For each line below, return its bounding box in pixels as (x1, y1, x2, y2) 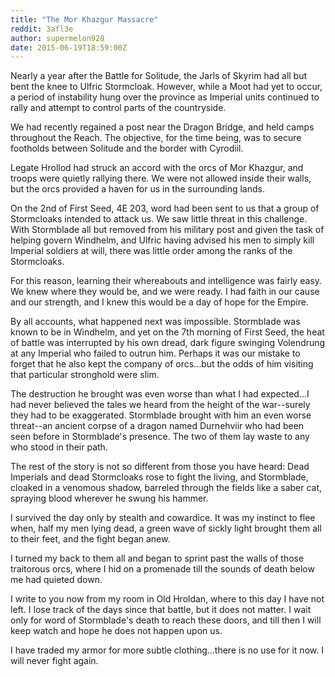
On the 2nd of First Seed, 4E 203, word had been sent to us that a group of (10, 202, 320, 215)
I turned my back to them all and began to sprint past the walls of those (10, 552, 305, 565)
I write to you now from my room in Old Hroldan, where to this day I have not (10, 593, 325, 605)
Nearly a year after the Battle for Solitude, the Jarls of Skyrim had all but (10, 70, 308, 82)
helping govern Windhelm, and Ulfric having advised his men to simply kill (10, 234, 315, 246)
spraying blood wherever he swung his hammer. (10, 492, 209, 505)
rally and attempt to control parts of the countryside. (10, 102, 227, 114)
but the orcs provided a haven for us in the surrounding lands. (10, 183, 265, 195)
